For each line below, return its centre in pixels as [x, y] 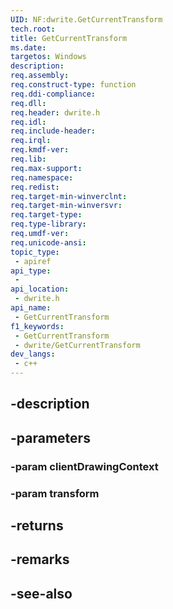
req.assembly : [40, 76]
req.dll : [28, 103]
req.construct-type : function [73, 85]
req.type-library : [48, 224]
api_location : [40, 289]
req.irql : [31, 141]
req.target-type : [46, 215]
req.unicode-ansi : [48, 242]
